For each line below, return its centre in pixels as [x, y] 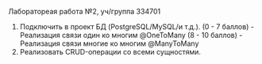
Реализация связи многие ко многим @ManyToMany [109, 43]
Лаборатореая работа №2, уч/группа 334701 [85, 11]
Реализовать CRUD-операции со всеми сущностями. [110, 52]
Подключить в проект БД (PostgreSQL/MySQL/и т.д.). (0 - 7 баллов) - [137, 26]
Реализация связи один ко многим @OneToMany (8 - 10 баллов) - [131, 35]
